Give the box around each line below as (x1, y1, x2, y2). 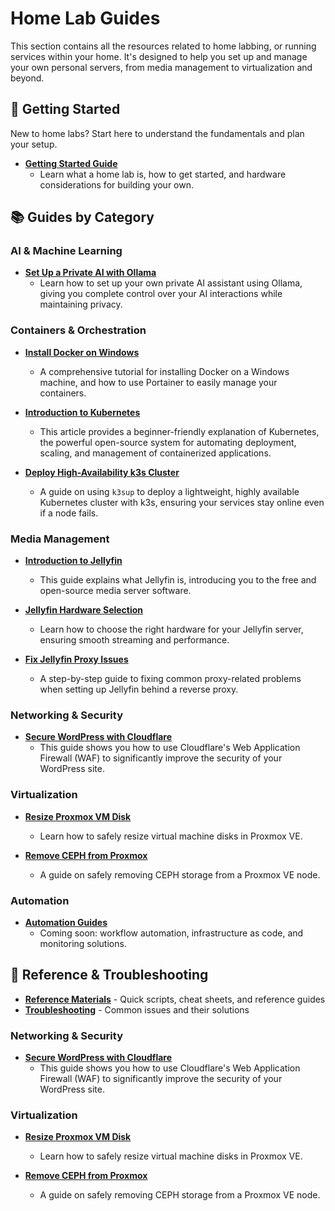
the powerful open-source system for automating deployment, (39, 436, 297, 448)
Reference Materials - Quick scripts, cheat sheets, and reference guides (24, 993, 326, 1005)
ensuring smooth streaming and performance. (39, 634, 230, 646)
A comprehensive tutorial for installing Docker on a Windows (39, 365, 290, 377)
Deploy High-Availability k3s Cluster (24, 466, 180, 478)
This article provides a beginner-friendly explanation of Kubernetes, (39, 425, 320, 437)
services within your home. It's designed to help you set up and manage (10, 50, 308, 62)
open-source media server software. (39, 585, 192, 597)
